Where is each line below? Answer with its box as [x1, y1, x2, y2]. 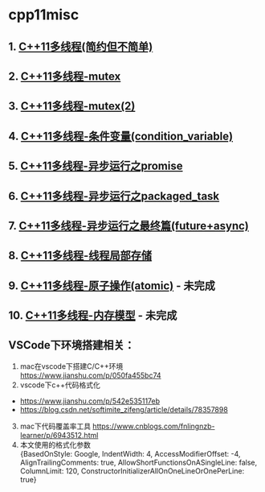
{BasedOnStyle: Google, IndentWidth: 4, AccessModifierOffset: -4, [19, 449, 241, 458]
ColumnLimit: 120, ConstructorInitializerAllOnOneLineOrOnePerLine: [19, 465, 245, 476]
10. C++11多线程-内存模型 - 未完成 [8, 308, 177, 323]
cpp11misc [8, 6, 79, 24]
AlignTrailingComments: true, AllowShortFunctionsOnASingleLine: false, [19, 457, 258, 467]
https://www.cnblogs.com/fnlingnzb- [92, 421, 215, 431]
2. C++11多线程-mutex [8, 69, 121, 83]
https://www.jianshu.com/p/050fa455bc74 [19, 370, 162, 380]
